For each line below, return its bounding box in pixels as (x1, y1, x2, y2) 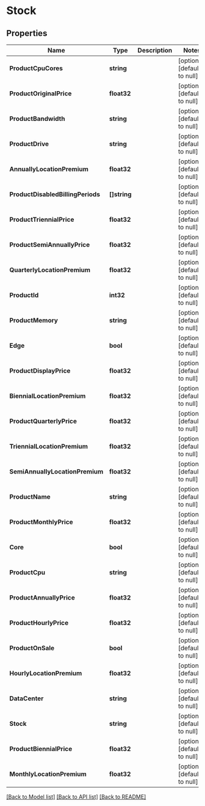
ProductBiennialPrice (9, 745, 73, 753)
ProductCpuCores (9, 64, 63, 72)
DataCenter (9, 694, 44, 703)
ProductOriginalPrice (9, 89, 72, 98)
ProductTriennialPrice (9, 215, 74, 224)
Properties (6, 28, 48, 38)
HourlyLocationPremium (9, 669, 82, 677)
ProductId (9, 291, 39, 299)
